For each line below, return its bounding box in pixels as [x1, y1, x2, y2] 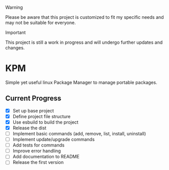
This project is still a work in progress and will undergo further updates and [5, 39, 163, 45]
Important [5, 30, 26, 35]
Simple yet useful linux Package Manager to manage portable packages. [5, 79, 158, 86]
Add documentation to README [12, 154, 80, 160]
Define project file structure [12, 113, 71, 119]
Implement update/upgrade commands [12, 136, 95, 143]
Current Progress [5, 94, 62, 103]
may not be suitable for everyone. [5, 20, 76, 25]
